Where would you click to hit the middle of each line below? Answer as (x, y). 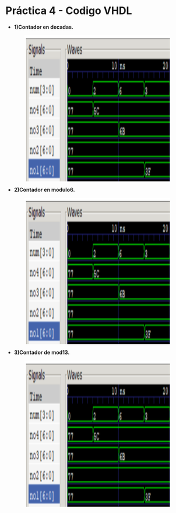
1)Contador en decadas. (44, 27)
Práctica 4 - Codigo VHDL (69, 11)
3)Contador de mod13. (42, 352)
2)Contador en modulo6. (44, 190)
